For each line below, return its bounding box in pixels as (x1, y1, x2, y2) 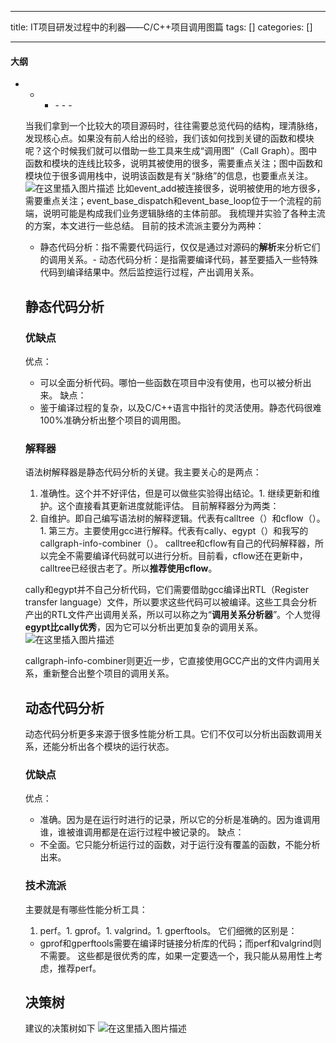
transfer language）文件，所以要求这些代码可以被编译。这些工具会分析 (24, 596, 318, 608)
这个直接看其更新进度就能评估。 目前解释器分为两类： (57, 500, 280, 512)
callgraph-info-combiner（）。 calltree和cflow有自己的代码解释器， (39, 537, 316, 550)
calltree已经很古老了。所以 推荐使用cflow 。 (39, 562, 218, 575)
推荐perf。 (57, 962, 102, 974)
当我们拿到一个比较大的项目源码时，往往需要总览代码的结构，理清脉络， (24, 120, 323, 132)
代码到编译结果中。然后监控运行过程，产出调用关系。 (39, 266, 260, 278)
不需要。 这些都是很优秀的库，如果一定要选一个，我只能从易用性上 (39, 949, 315, 961)
